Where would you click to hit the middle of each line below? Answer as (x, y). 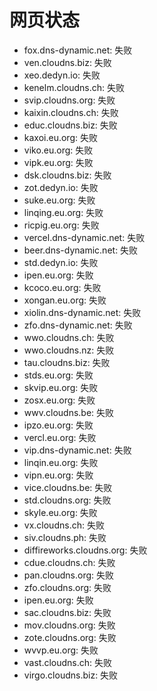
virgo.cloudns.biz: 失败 (71, 675)
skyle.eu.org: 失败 (60, 512)
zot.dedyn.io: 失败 (61, 187)
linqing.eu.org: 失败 (63, 212)
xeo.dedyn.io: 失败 (62, 75)
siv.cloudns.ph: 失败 (65, 537)
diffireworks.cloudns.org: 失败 (85, 550)
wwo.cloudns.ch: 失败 (69, 337)
